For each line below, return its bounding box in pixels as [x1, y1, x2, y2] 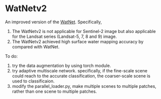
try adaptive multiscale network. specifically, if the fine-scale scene [12, 67, 148, 73]
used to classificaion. [12, 78, 55, 84]
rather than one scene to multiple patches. [12, 88, 97, 94]
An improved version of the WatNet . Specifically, [5, 19, 102, 25]
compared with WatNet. [12, 44, 60, 49]
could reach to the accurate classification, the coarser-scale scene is [12, 73, 150, 79]
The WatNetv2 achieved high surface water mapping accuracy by [12, 38, 144, 44]
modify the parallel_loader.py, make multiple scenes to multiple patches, [12, 83, 157, 89]
